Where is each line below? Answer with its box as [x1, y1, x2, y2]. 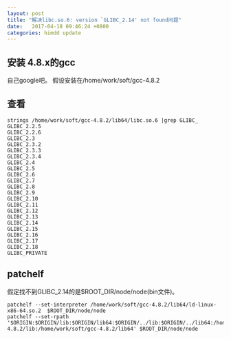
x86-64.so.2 [7, 307, 41, 314]
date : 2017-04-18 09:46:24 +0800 [7, 23, 109, 30]
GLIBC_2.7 [7, 177, 36, 184]
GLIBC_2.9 [7, 189, 36, 196]
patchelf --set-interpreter [7, 301, 88, 308]
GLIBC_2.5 [7, 165, 36, 172]
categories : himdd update [7, 29, 81, 37]
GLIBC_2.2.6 [7, 129, 41, 136]
